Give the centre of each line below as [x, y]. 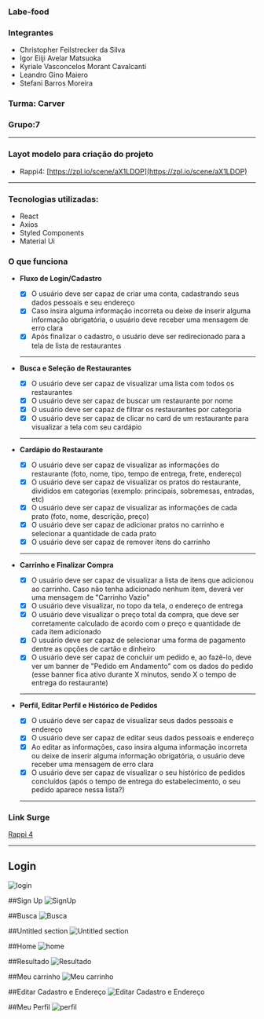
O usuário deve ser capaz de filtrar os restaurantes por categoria [136, 409]
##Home [22, 946]
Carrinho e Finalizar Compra [66, 565]
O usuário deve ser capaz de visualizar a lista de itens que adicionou [142, 580]
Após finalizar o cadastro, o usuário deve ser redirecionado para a [138, 337]
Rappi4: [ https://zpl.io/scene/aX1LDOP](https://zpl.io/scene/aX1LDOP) [133, 171]
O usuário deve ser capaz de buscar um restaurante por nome [132, 400]
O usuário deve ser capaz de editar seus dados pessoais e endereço [143, 738]
